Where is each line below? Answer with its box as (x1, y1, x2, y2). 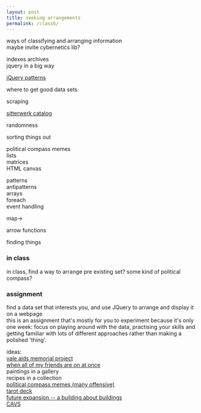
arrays (6, 190, 23, 197)
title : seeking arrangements (6, 15, 81, 21)
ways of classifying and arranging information (6, 37, 123, 45)
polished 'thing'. (6, 336, 47, 344)
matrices (6, 158, 29, 166)
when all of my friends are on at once (6, 361, 101, 368)
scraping (6, 98, 29, 105)
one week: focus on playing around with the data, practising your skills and (6, 323, 195, 330)
